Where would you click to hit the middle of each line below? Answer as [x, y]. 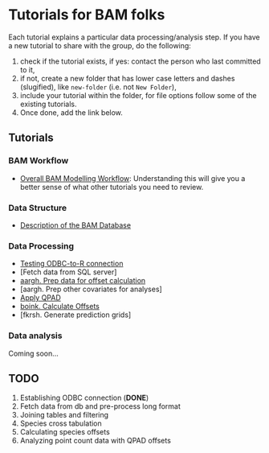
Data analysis [35, 336]
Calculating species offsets [65, 432]
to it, [27, 69]
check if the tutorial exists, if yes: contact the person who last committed [140, 61]
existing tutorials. [49, 104]
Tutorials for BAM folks [87, 15]
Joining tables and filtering [64, 415]
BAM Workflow [39, 161]
